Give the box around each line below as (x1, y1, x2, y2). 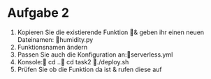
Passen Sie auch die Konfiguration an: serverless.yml (17, 50, 173, 59)
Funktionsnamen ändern (17, 43, 88, 51)
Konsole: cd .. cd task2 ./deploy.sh (17, 57, 129, 66)
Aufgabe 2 (7, 5, 70, 21)
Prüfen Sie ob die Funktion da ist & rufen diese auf (17, 65, 162, 73)
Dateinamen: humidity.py (17, 35, 94, 43)
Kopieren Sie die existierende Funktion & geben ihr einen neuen (17, 28, 205, 36)
